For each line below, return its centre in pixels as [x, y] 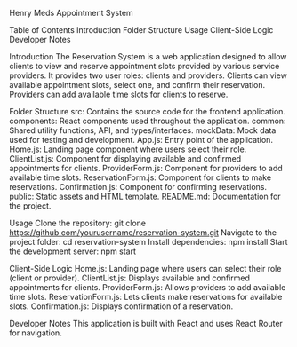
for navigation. [36, 333]
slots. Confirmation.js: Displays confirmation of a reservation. [121, 306]
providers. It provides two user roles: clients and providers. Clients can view [148, 75]
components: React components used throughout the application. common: [148, 121]
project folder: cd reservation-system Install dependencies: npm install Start [148, 242]
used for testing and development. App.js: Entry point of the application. [141, 140]
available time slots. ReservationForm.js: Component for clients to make [140, 177]
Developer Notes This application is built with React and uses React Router [146, 323]
